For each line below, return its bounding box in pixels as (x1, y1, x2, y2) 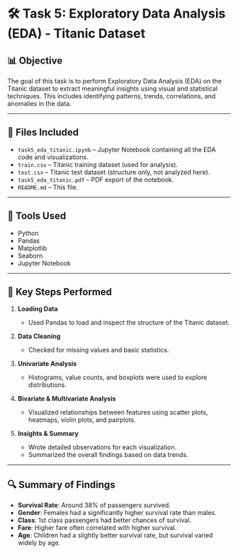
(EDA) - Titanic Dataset (7, 25, 146, 42)
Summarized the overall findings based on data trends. (28, 451, 189, 459)
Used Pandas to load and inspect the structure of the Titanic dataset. (28, 318, 230, 327)
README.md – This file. (17, 183, 79, 191)
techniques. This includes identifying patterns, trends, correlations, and (7, 92, 216, 100)
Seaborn (17, 251, 43, 260)
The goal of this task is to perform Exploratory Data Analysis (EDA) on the (7, 77, 222, 85)
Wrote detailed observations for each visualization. (28, 443, 177, 451)
